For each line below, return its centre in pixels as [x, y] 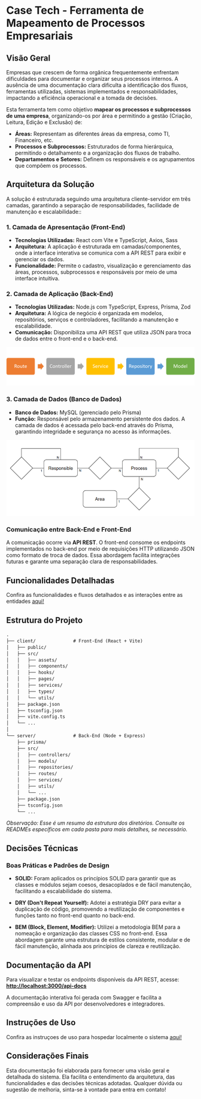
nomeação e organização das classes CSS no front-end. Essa [91, 934]
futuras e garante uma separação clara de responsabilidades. [82, 561]
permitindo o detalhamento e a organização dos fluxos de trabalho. [98, 153]
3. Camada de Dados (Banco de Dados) [64, 399]
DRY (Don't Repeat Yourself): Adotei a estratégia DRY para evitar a [98, 903]
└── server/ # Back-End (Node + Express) [76, 736]
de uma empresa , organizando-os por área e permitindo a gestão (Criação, [99, 116]
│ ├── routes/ [37, 774]
